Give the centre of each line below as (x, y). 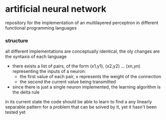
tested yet (15, 112)
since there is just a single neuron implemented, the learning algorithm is (86, 87)
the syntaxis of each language (36, 57)
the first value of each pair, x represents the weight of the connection (90, 77)
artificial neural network (56, 9)
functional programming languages (41, 28)
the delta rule (26, 92)
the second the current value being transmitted (68, 82)
